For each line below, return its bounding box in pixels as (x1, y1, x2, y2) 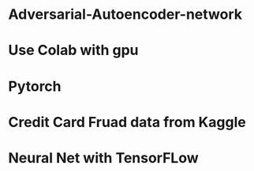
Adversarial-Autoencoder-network (8, 5, 243, 24)
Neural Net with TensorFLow (8, 149, 199, 166)
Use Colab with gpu (8, 42, 140, 60)
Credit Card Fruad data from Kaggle (8, 113, 246, 131)
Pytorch (8, 77, 62, 95)
